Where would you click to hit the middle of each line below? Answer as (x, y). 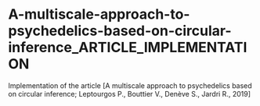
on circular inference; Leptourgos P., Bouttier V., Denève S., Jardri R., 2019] (129, 94)
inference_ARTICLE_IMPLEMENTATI (128, 48)
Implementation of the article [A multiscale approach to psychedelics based (130, 85)
